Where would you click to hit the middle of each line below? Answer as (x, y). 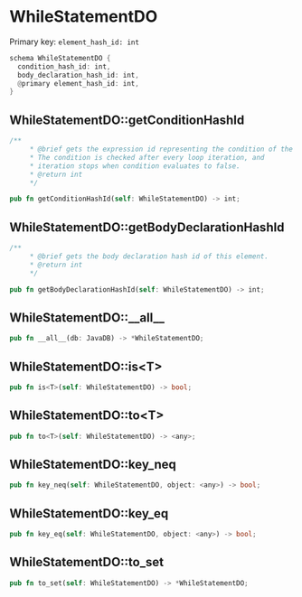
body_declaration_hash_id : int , (79, 75)
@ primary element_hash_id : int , (79, 83)
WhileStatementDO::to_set (87, 562)
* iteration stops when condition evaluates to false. (135, 166)
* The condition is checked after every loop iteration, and (147, 157)
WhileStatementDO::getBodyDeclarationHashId (147, 227)
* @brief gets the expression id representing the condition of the (161, 149)
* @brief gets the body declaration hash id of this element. (149, 256)
